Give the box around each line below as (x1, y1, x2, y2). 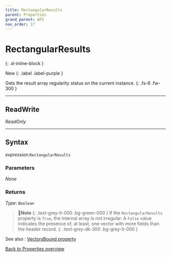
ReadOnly (5, 119, 26, 125)
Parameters (5, 164, 35, 171)
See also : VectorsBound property (5, 236, 76, 242)
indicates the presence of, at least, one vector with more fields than (17, 221, 159, 227)
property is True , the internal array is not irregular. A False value (17, 215, 152, 221)
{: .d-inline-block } (5, 61, 44, 67)
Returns (5, 189, 25, 196)
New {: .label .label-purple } (5, 70, 64, 76)
